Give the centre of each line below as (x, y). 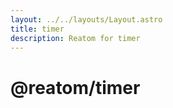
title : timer (37, 29)
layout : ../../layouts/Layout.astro (86, 19)
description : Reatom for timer (75, 38)
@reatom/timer (75, 87)
